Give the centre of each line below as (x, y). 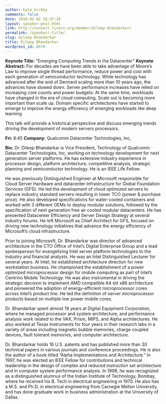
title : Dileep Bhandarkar (32, 42)
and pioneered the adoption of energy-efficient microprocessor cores (76, 288)
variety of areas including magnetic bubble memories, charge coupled (77, 329)
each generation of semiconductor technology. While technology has (76, 76)
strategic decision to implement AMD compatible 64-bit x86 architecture (79, 283)
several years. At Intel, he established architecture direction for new (74, 262)
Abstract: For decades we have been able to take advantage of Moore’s (79, 66)
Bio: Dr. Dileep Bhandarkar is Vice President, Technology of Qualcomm (78, 147)
